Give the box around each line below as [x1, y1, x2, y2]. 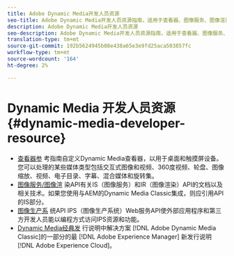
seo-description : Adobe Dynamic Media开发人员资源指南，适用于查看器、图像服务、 [7, 29, 228, 37]
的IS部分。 [17, 198, 48, 206]
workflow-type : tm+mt [7, 49, 70, 56]
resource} [7, 130, 66, 146]
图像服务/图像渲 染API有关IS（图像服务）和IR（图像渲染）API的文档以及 [17, 180, 224, 189]
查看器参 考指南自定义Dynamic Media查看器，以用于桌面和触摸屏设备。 [17, 154, 223, 162]
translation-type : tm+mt [7, 36, 79, 43]
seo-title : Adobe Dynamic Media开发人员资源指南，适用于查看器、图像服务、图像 [7, 17, 221, 24]
